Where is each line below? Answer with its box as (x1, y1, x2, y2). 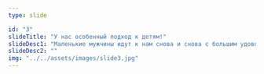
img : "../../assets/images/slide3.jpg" (8, 55, 139, 62)
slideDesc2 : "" (8, 48, 58, 55)
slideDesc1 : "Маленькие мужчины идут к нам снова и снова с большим (8, 40, 237, 48)
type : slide (8, 11, 47, 19)
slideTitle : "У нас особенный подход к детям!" (8, 33, 167, 41)
